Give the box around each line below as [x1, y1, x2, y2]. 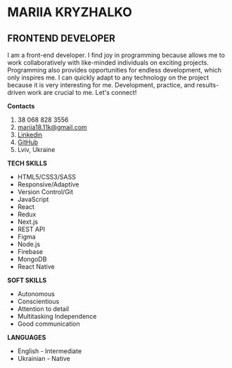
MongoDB [17, 255, 47, 263]
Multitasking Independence [17, 312, 97, 320]
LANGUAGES [7, 334, 46, 341]
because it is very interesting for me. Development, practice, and [7, 81, 195, 89]
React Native [17, 262, 55, 271]
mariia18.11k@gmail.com [17, 123, 88, 131]
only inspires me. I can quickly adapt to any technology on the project [7, 73, 210, 82]
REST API [17, 225, 46, 233]
